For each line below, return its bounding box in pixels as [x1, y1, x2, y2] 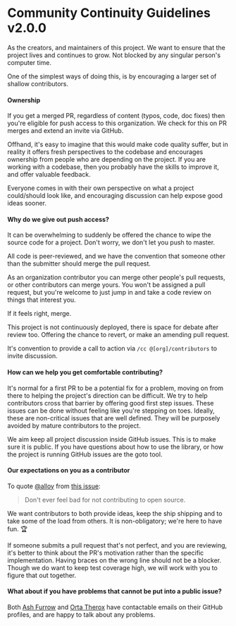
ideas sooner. [7, 199, 47, 208]
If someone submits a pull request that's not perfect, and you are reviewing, [7, 541, 228, 549]
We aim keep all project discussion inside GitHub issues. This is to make [7, 435, 216, 443]
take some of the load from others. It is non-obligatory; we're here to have [7, 516, 223, 525]
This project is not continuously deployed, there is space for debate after [7, 323, 219, 331]
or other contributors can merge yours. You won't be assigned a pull [7, 280, 206, 289]
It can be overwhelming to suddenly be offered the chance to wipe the [7, 231, 211, 240]
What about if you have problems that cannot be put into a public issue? [7, 587, 222, 596]
